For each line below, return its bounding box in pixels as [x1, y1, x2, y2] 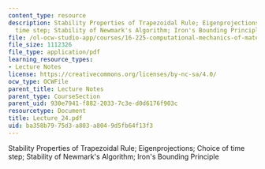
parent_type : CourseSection [8, 92, 101, 100]
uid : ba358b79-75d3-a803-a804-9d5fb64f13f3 [8, 122, 154, 130]
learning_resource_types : [8, 56, 93, 64]
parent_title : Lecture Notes [8, 84, 104, 93]
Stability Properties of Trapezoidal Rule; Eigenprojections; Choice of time [8, 143, 245, 152]
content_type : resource [8, 11, 87, 20]
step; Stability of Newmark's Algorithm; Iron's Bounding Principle [8, 152, 219, 161]
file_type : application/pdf [8, 48, 101, 56]
